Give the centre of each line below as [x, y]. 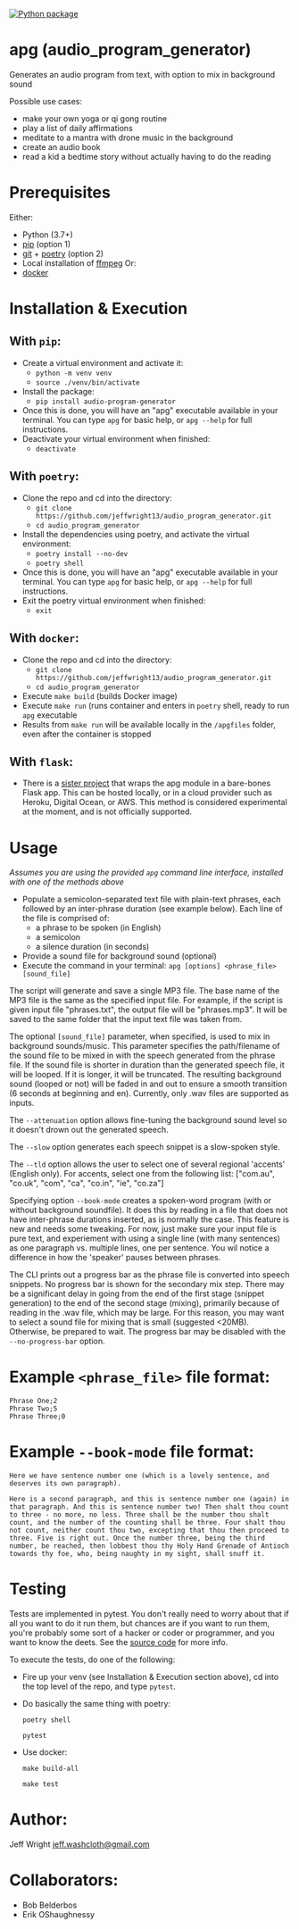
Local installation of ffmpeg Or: [79, 262]
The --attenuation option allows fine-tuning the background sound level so [148, 1120]
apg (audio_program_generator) [130, 50]
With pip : [35, 341]
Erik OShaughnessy [58, 1914]
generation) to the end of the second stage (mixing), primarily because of [144, 1303]
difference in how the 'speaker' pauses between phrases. [115, 1258]
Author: [39, 1820]
